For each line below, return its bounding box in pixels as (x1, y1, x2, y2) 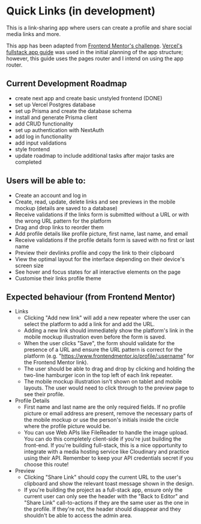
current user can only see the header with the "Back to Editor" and (23, 493, 189, 500)
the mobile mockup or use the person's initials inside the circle (23, 416, 179, 424)
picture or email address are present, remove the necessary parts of (23, 410, 193, 417)
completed (14, 158, 42, 166)
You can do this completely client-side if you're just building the (23, 435, 182, 442)
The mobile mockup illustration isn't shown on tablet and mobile (23, 378, 182, 385)
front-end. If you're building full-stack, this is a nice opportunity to (23, 442, 188, 449)
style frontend (14, 145, 50, 152)
